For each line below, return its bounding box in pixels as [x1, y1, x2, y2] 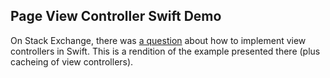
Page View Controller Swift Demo [10, 8, 222, 25]
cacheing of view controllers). [10, 55, 134, 68]
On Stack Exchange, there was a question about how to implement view [10, 34, 307, 46]
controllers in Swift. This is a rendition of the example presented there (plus [10, 45, 321, 57]
